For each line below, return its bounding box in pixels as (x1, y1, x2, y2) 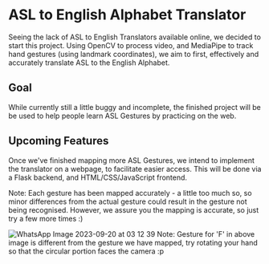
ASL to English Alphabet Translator (8, 6, 247, 24)
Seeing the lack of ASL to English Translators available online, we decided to (8, 32, 261, 42)
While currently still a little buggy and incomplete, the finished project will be (8, 102, 261, 112)
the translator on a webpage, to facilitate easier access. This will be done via (8, 164, 262, 173)
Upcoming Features (8, 134, 109, 148)
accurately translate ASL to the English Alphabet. (8, 58, 170, 67)
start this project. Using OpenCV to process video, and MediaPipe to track (8, 40, 254, 50)
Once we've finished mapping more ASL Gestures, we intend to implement (8, 155, 255, 165)
